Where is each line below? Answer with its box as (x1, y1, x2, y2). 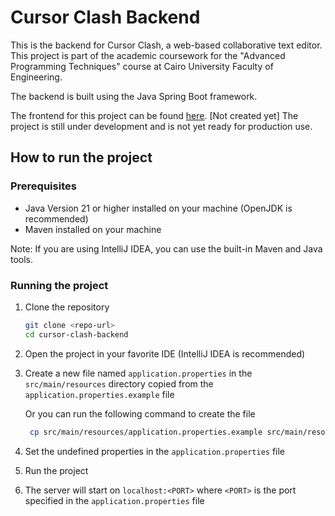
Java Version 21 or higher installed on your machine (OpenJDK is (24, 202, 293, 214)
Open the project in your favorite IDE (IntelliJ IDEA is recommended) (24, 347, 306, 360)
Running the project (10, 278, 109, 292)
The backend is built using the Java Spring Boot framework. (10, 90, 258, 102)
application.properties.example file (24, 388, 175, 400)
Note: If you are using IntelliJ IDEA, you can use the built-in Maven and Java (10, 242, 323, 255)
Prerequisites (10, 179, 77, 193)
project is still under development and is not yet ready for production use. (10, 120, 313, 132)
